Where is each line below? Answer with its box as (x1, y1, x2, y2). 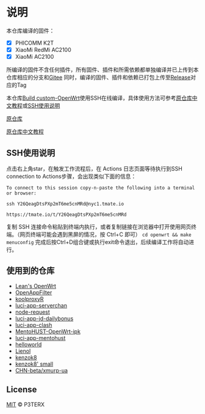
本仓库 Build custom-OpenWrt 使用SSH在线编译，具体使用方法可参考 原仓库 (6, 94, 192, 102)
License (6, 385, 37, 395)
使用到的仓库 (6, 265, 55, 276)
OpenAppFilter (15, 289, 52, 296)
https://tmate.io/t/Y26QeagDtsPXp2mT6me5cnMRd (6, 212, 127, 218)
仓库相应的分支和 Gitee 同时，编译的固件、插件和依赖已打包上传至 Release (6, 74, 191, 81)
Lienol (15, 347, 31, 355)
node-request (15, 308, 50, 316)
